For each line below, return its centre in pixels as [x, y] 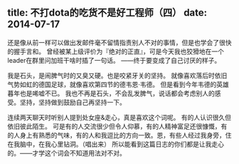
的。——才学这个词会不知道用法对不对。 [67, 153]
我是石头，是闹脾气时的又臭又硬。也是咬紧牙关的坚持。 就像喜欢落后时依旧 [117, 75]
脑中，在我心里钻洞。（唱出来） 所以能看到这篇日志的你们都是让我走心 [122, 144]
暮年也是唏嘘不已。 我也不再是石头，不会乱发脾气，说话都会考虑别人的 [111, 93]
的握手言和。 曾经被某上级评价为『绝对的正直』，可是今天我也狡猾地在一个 [116, 51]
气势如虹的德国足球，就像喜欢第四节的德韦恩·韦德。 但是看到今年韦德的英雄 [118, 84]
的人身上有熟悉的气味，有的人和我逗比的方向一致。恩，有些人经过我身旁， [116, 135]
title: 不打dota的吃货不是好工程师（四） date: [107, 13]
